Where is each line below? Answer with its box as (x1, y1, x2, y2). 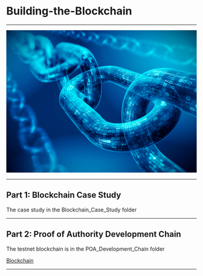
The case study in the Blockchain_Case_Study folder (6, 206, 137, 213)
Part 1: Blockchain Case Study (6, 190, 121, 200)
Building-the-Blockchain (6, 4, 132, 18)
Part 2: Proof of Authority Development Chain (6, 229, 181, 239)
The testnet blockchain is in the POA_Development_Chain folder (6, 245, 165, 252)
